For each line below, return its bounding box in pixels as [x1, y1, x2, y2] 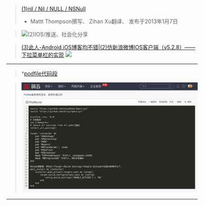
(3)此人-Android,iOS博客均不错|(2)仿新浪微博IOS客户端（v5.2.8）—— [21, 44, 195, 51]
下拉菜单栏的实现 [21, 51, 64, 59]
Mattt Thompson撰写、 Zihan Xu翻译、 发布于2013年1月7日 [30, 18, 178, 25]
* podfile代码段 [21, 70, 58, 77]
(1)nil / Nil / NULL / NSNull [21, 5, 86, 12]
